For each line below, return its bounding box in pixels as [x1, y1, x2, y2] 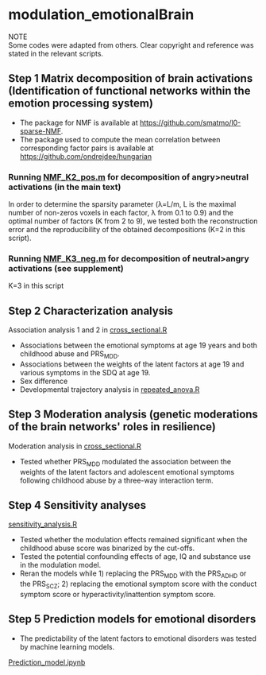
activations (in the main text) [8, 181, 121, 192]
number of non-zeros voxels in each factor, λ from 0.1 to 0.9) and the [8, 208, 234, 218]
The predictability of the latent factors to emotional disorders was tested [19, 634, 256, 643]
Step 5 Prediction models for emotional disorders [8, 612, 256, 626]
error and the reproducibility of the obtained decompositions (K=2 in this [8, 225, 246, 235]
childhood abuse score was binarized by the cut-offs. [19, 543, 195, 553]
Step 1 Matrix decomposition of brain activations [8, 72, 253, 85]
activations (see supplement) [8, 262, 125, 273]
